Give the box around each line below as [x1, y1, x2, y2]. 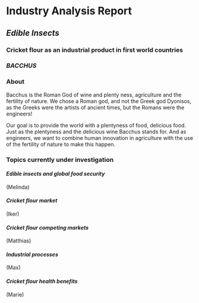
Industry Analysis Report [6, 4, 132, 18]
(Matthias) [6, 237, 31, 245]
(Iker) [6, 210, 20, 218]
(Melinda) [6, 183, 30, 190]
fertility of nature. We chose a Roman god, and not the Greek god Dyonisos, [6, 97, 192, 105]
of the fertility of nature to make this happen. [6, 140, 116, 148]
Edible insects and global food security [6, 170, 105, 177]
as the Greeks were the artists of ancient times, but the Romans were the [6, 104, 185, 111]
